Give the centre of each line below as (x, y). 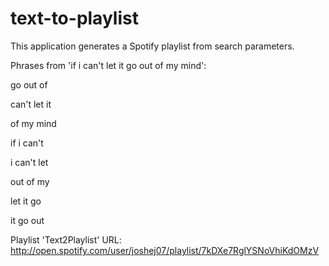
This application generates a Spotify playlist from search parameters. (152, 46)
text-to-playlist (74, 18)
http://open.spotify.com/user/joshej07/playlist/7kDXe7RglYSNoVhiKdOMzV (165, 250)
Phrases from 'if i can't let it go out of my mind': (108, 65)
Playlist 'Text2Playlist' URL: (66, 239)
